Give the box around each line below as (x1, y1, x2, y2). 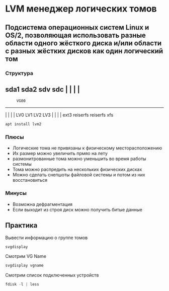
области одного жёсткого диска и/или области (5, 39, 162, 47)
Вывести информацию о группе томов (5, 235, 88, 241)
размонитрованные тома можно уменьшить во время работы (12, 156, 147, 162)
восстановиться (12, 177, 48, 183)
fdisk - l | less (5, 282, 39, 287)
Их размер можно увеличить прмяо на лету (12, 151, 108, 157)
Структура (5, 69, 34, 77)
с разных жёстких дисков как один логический (5, 46, 163, 55)
